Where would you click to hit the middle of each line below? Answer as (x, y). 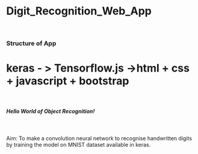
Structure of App (31, 43)
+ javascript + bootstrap (68, 81)
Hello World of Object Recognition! (51, 111)
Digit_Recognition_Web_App (79, 11)
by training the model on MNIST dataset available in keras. (79, 144)
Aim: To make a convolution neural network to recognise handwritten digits (99, 138)
